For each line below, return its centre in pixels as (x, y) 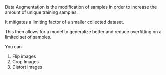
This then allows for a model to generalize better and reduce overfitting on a (83, 32)
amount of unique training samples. (42, 12)
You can (14, 47)
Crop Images (25, 62)
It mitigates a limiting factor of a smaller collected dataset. (65, 22)
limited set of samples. (28, 37)
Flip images (24, 56)
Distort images (27, 67)
